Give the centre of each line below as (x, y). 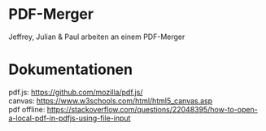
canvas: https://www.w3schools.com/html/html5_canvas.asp (111, 100)
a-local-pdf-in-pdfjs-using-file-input (70, 118)
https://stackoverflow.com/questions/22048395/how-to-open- (152, 109)
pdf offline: (27, 109)
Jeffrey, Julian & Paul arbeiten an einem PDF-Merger (97, 37)
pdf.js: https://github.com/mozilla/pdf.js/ (76, 92)
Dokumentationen (70, 70)
